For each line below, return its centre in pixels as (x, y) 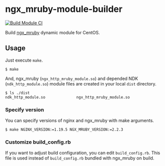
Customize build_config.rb (38, 142)
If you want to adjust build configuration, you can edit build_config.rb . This (83, 153)
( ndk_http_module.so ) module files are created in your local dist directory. (81, 83)
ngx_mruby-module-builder (64, 9)
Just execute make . (24, 60)
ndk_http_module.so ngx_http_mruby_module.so (68, 97)
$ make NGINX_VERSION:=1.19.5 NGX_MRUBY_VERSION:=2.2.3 (64, 130)
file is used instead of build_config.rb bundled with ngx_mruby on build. (80, 158)
